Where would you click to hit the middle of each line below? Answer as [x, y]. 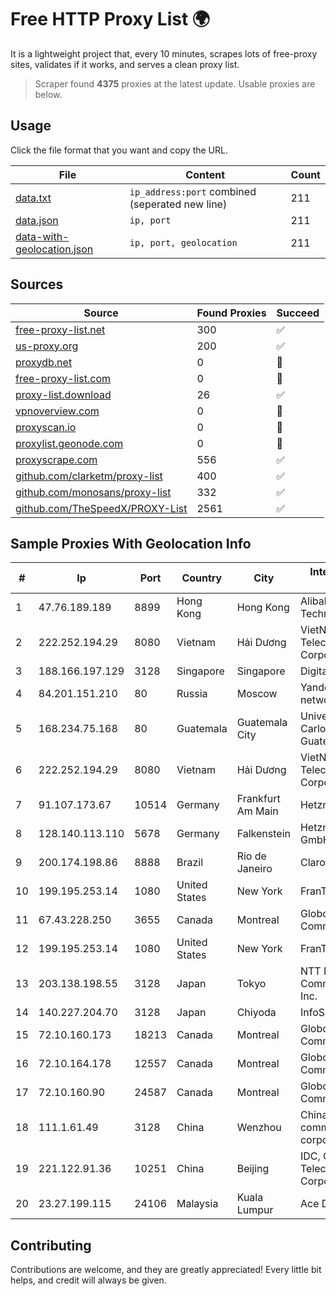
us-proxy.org [47, 346]
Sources [37, 284]
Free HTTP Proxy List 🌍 [110, 19]
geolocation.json [54, 249]
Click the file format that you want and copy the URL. [119, 150]
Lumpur [255, 1210]
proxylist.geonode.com [69, 443]
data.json [37, 220]
